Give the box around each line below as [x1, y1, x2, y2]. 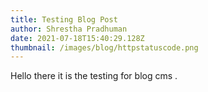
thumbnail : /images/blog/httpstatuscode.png [10, 42, 199, 53]
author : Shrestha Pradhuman [10, 24, 128, 34]
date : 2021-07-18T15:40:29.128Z [10, 33, 145, 43]
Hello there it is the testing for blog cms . [10, 70, 178, 82]
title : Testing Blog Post [10, 14, 118, 25]
